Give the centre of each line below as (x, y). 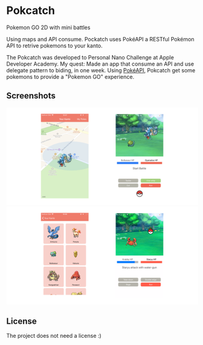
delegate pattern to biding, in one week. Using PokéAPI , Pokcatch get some (101, 70)
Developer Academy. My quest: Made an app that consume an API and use (100, 64)
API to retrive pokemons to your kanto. (55, 46)
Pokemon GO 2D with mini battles (48, 27)
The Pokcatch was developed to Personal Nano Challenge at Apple (90, 57)
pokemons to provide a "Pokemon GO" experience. (71, 77)
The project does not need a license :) (54, 336)
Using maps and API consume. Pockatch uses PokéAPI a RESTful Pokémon (100, 39)
